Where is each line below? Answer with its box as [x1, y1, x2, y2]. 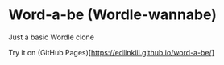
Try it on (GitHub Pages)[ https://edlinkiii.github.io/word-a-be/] [8, 47, 215, 57]
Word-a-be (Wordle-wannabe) [8, 6, 218, 24]
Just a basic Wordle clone [8, 32, 95, 42]
